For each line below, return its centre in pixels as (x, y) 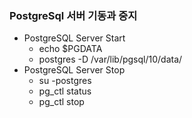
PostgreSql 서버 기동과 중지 (73, 15)
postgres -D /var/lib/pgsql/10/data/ (110, 59)
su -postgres (65, 81)
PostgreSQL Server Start (74, 38)
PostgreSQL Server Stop (74, 70)
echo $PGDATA (70, 49)
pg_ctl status (65, 91)
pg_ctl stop (61, 102)
